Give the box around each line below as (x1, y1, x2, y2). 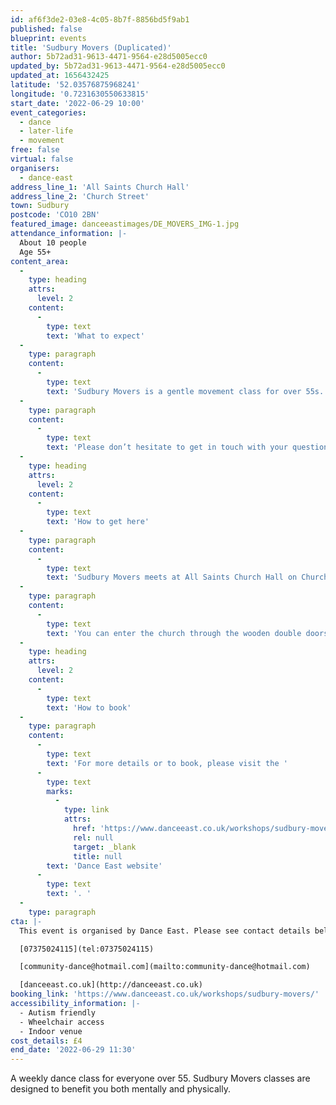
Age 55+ (19, 247, 52, 257)
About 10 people (19, 237, 87, 248)
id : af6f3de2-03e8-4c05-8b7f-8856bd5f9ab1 (10, 14, 190, 25)
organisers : (10, 163, 60, 173)
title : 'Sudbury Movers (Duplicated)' (10, 42, 172, 53)
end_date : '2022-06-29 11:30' (10, 1045, 137, 1055)
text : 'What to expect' (46, 331, 145, 341)
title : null (73, 851, 123, 861)
